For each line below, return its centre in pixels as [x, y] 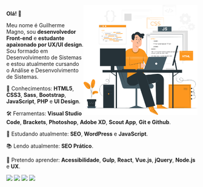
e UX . [13, 166]
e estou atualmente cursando [43, 64]
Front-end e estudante [35, 38]
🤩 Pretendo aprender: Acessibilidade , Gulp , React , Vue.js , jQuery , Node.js [101, 160]
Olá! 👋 [14, 14]
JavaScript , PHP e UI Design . [43, 101]
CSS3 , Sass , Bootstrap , [36, 95]
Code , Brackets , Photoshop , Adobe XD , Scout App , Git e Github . [89, 122]
